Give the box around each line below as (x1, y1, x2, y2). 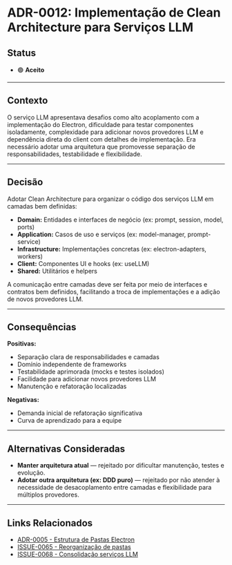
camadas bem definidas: (7, 202, 77, 210)
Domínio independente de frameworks (17, 361, 127, 369)
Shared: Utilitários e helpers (17, 267, 98, 275)
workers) (17, 252, 43, 260)
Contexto (7, 95, 48, 106)
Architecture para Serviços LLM (7, 19, 193, 35)
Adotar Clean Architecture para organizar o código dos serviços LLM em (7, 195, 214, 203)
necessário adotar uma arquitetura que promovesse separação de (7, 142, 195, 151)
